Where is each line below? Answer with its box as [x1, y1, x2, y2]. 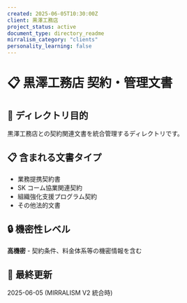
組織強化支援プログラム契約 [17, 192, 98, 200]
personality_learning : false [7, 43, 92, 50]
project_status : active [7, 23, 77, 30]
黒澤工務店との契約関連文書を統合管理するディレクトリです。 [7, 129, 184, 137]
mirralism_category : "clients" [7, 36, 98, 43]
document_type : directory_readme [7, 29, 105, 37]
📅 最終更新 [7, 269, 52, 281]
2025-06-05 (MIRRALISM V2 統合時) [7, 288, 113, 297]
